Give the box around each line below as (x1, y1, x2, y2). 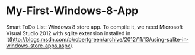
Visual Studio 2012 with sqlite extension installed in (6, 29, 131, 36)
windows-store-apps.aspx (6, 42, 71, 49)
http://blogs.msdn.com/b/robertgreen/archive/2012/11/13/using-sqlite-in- (11, 36, 189, 43)
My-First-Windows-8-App (6, 4, 139, 18)
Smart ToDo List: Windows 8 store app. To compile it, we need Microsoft (6, 23, 183, 30)
